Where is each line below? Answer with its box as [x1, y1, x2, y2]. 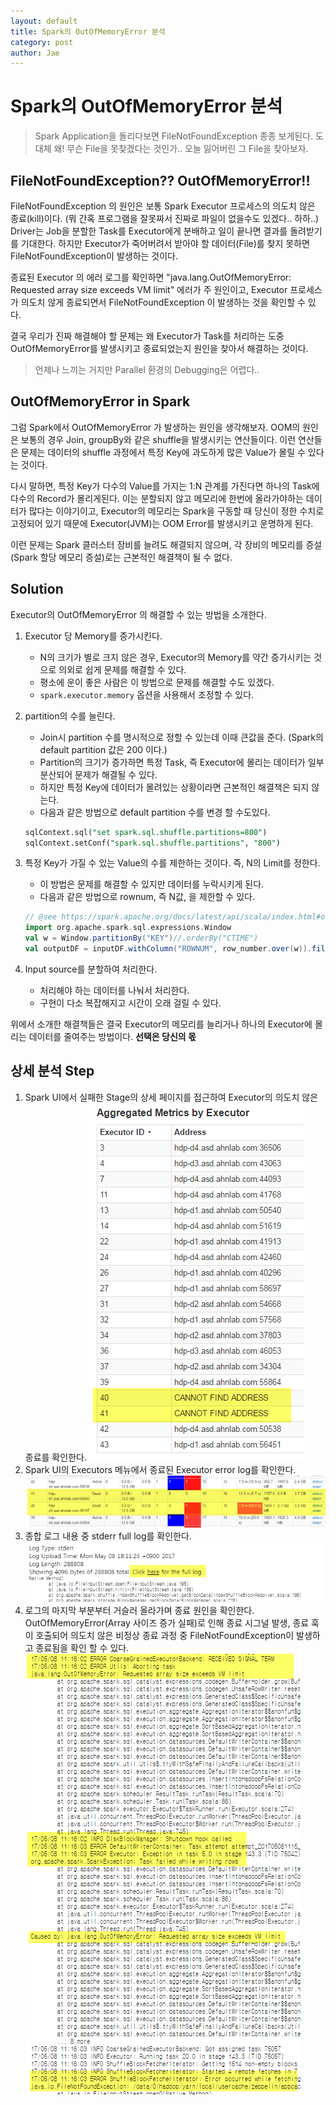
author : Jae [10, 48, 60, 58]
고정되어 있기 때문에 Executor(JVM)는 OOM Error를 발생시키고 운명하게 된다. [10, 517, 314, 529]
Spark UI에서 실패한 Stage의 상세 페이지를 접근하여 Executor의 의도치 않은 [24, 1091, 319, 1103]
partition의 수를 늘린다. [24, 710, 116, 722]
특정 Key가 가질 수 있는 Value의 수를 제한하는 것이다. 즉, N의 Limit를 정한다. [24, 857, 321, 869]
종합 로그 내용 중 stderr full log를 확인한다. [24, 1530, 192, 1542]
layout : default [10, 16, 78, 26]
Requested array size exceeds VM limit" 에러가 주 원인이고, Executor [10, 284, 288, 295]
